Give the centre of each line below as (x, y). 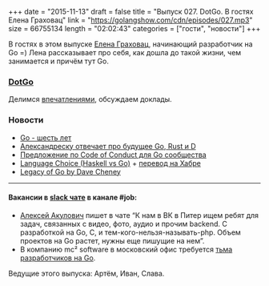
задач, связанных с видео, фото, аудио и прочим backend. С (124, 224)
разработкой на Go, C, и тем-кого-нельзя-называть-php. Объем (130, 232)
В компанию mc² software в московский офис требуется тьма (126, 249)
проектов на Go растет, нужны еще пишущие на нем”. (112, 240)
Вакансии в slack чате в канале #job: (73, 197)
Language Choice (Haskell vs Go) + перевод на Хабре (110, 163)
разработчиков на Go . (58, 258)
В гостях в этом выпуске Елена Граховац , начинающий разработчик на (131, 44)
